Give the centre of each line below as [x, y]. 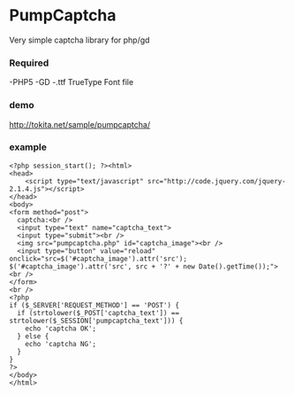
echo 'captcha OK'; [61, 329]
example [28, 147]
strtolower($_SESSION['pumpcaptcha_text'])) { [96, 321]
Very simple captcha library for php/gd [79, 40]
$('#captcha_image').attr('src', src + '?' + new [102, 267]
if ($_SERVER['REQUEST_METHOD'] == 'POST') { [94, 305]
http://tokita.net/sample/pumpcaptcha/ [80, 124]
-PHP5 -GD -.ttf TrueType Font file [72, 82]
